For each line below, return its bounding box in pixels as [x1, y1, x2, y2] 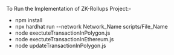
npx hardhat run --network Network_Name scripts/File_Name [14, 23, 168, 30]
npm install [14, 17, 43, 23]
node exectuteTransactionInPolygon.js [14, 29, 111, 36]
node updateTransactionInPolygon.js [14, 42, 106, 49]
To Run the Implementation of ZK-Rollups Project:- [6, 5, 132, 12]
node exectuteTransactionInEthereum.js [14, 36, 114, 42]
